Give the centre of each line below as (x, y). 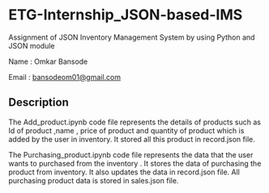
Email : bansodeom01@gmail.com (65, 77)
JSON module (32, 45)
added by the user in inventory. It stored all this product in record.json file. (132, 139)
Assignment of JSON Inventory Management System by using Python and (132, 37)
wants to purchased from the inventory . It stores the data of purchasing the (135, 163)
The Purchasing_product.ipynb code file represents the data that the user (131, 154)
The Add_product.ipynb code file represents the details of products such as (135, 122)
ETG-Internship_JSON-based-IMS (126, 15)
